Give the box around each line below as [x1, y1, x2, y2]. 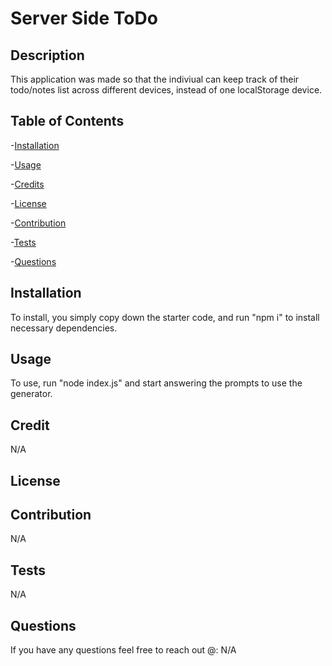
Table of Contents [10, 113, 125, 130]
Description [10, 47, 85, 64]
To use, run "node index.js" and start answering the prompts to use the [10, 377, 303, 389]
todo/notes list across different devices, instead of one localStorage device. [10, 84, 323, 96]
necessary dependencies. [10, 322, 118, 334]
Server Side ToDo [10, 7, 158, 30]
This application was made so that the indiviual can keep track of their [10, 73, 300, 85]
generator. [10, 388, 53, 400]
